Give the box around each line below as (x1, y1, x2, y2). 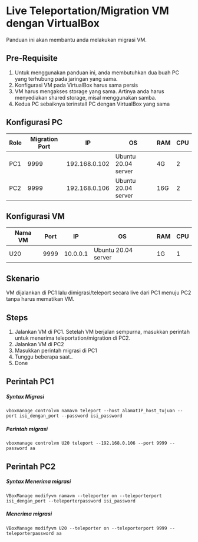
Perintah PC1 (6, 376, 54, 387)
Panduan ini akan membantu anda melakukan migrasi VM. (6, 36, 147, 43)
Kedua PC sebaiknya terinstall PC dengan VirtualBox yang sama (14, 100, 170, 107)
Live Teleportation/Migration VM (6, 4, 169, 18)
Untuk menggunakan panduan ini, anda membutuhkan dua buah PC (14, 69, 180, 76)
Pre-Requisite (6, 53, 58, 63)
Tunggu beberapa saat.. (14, 353, 73, 360)
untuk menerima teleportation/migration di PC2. (14, 334, 131, 341)
